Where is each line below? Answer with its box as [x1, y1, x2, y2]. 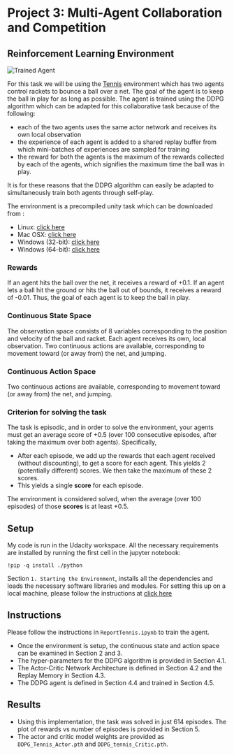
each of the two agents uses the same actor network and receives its [17, 123, 217, 131]
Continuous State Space [7, 311, 92, 321]
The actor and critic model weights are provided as [17, 732, 165, 740]
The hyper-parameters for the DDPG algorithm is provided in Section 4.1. [17, 656, 226, 665]
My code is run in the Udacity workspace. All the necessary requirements [7, 541, 219, 549]
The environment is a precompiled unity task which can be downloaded [7, 202, 213, 210]
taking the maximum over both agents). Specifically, [7, 438, 157, 447]
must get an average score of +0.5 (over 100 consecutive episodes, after [7, 431, 217, 439]
